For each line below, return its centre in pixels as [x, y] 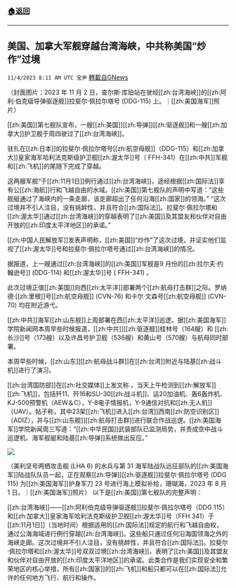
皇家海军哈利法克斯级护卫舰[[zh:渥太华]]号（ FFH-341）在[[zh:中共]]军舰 [123, 158]
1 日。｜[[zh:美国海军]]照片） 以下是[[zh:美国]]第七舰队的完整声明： [105, 492]
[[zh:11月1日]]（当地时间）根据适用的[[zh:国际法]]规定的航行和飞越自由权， [115, 525]
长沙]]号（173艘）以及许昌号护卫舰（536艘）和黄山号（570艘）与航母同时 [115, 338]
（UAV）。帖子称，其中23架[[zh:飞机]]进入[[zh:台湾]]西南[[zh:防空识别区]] [113, 411]
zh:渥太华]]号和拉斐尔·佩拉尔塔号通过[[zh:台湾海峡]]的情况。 [111, 249]
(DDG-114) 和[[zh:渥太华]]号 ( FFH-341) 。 [92, 273]
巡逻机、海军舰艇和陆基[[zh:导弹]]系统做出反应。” [78, 438]
